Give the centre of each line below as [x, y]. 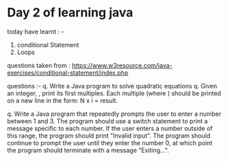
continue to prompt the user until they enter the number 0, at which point [110, 143]
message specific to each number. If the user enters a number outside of [110, 128]
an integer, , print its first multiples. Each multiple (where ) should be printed [114, 93]
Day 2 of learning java [70, 13]
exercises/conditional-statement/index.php [68, 73]
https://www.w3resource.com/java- [122, 65]
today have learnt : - [36, 32]
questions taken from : [39, 65]
